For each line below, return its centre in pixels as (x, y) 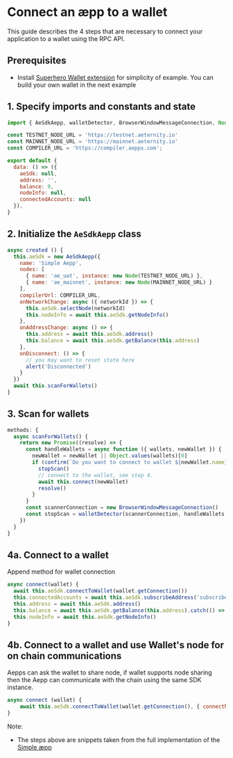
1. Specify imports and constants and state (102, 107)
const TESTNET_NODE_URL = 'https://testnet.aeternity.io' (93, 135)
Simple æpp (34, 747)
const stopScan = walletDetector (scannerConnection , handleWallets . (127, 514)
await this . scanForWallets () (55, 386)
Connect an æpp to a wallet (87, 12)
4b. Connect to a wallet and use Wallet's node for (115, 645)
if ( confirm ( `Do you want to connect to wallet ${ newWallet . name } (130, 462)
